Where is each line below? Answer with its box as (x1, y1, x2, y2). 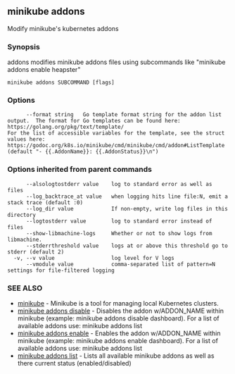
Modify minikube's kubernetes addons (7, 24, 119, 32)
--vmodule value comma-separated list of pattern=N (25, 261, 216, 268)
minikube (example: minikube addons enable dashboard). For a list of (17, 337, 218, 344)
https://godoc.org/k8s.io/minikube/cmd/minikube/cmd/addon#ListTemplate (7, 142, 225, 149)
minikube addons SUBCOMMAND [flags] (7, 79, 115, 87)
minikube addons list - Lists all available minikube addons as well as (17, 351, 215, 360)
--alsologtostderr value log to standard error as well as (25, 180, 212, 187)
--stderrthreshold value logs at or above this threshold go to (25, 242, 229, 249)
